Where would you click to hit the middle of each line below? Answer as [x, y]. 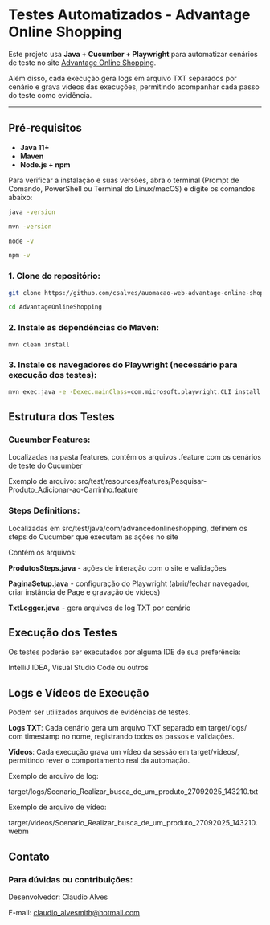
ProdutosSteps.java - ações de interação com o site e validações [117, 567]
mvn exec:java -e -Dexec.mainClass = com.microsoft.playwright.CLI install [135, 391]
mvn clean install [39, 344]
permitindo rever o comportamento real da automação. [99, 760]
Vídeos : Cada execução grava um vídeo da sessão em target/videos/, [124, 752]
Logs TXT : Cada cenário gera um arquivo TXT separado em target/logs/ [128, 728]
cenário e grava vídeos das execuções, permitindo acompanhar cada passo [134, 87]
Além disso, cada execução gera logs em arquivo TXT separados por [123, 78]
